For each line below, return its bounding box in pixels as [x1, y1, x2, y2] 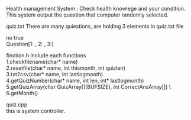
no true [6, 34, 24, 41]
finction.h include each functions [6, 52, 86, 59]
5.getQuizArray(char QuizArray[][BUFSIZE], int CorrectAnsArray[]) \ [6, 83, 171, 90]
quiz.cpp [6, 101, 28, 108]
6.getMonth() [6, 90, 38, 96]
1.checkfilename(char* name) [6, 59, 78, 65]
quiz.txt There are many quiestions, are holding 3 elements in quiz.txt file [6, 23, 184, 30]
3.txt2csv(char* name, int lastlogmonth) [6, 71, 103, 77]
